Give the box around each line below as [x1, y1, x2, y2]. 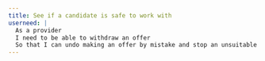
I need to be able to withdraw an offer [15, 33, 151, 42]
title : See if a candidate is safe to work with [8, 11, 172, 20]
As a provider [15, 26, 62, 34]
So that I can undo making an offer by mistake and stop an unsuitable [15, 41, 258, 49]
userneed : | [8, 19, 48, 27]
